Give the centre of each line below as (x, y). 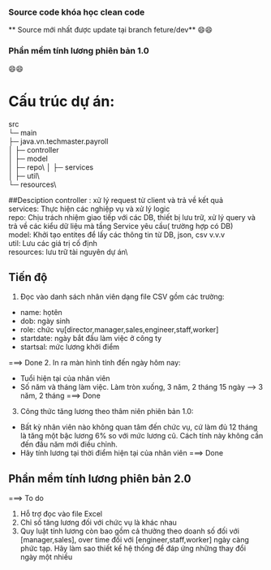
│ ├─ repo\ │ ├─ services (51, 167)
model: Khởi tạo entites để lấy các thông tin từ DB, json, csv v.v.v (117, 235)
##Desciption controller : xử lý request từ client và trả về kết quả (116, 200)
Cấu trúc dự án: (62, 101)
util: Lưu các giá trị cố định (53, 243)
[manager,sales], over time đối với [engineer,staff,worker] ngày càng (135, 540)
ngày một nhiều (46, 557)
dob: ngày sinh (45, 321)
